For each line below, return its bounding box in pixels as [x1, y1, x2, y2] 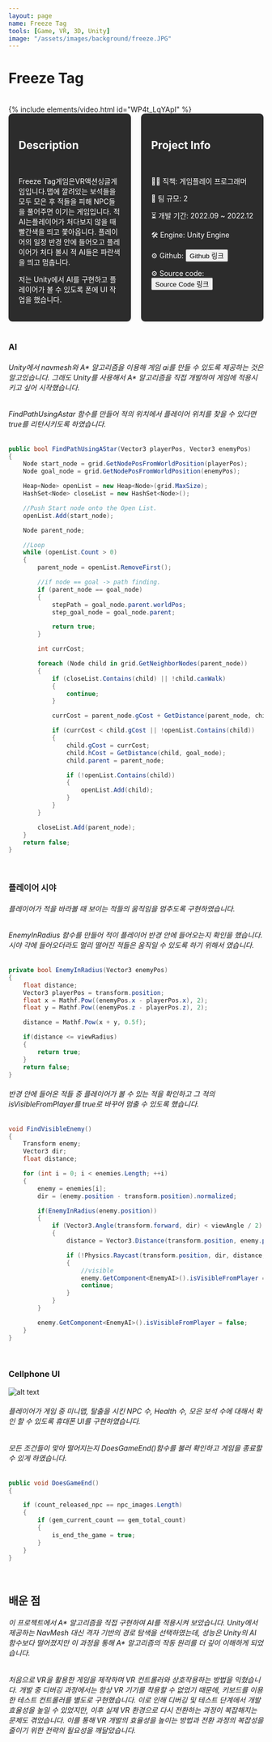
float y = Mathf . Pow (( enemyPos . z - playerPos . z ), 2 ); [23, 1004, 208, 1012]
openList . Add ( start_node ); [23, 512, 114, 520]
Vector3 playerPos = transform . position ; [23, 988, 164, 996]
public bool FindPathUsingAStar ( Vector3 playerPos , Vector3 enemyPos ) [8, 444, 252, 453]
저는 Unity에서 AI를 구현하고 [19, 274, 108, 284]
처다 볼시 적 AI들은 [40, 248, 99, 257]
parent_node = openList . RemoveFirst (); [37, 563, 172, 571]
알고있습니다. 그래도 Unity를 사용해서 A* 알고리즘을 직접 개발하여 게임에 [8, 372, 236, 382]
